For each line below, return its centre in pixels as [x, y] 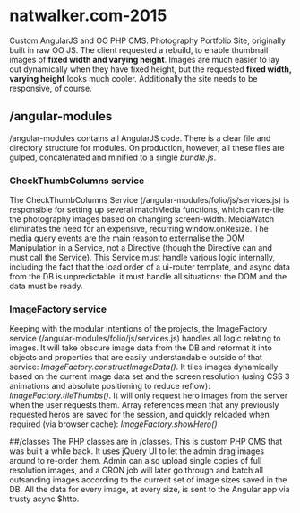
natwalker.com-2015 [88, 16]
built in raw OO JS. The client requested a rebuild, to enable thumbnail [139, 49]
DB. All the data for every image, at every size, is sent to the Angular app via [150, 490]
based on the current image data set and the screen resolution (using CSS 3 [150, 376]
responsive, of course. [51, 88]
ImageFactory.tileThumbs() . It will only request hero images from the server [149, 395]
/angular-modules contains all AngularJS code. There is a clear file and [140, 138]
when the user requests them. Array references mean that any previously [144, 405]
